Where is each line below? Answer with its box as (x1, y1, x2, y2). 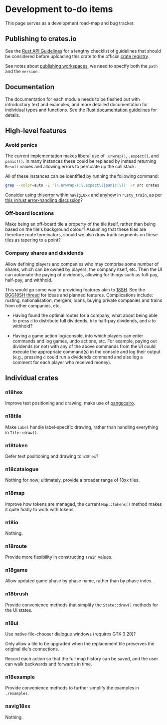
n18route (5, 542, 27, 549)
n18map (5, 490, 25, 497)
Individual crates (5, 374, 58, 383)
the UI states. (5, 607, 33, 613)
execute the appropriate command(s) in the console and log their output (12, 348, 161, 354)
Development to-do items (5, 4, 113, 15)
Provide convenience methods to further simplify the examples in (5, 685, 140, 691)
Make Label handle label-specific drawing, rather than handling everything (5, 424, 159, 430)
